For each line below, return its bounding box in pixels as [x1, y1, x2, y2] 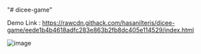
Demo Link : [7, 19, 41, 26]
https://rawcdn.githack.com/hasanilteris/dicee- [42, 19, 176, 26]
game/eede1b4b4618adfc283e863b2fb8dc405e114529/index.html [7, 26, 194, 34]
